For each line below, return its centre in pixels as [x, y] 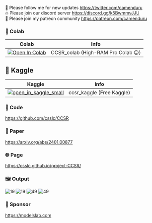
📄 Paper [15, 131]
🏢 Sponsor [18, 205]
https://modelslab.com [28, 215]
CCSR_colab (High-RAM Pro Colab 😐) [96, 53]
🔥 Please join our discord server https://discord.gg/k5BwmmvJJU [73, 13]
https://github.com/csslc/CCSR [37, 118]
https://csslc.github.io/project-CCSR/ [43, 166]
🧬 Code [14, 108]
